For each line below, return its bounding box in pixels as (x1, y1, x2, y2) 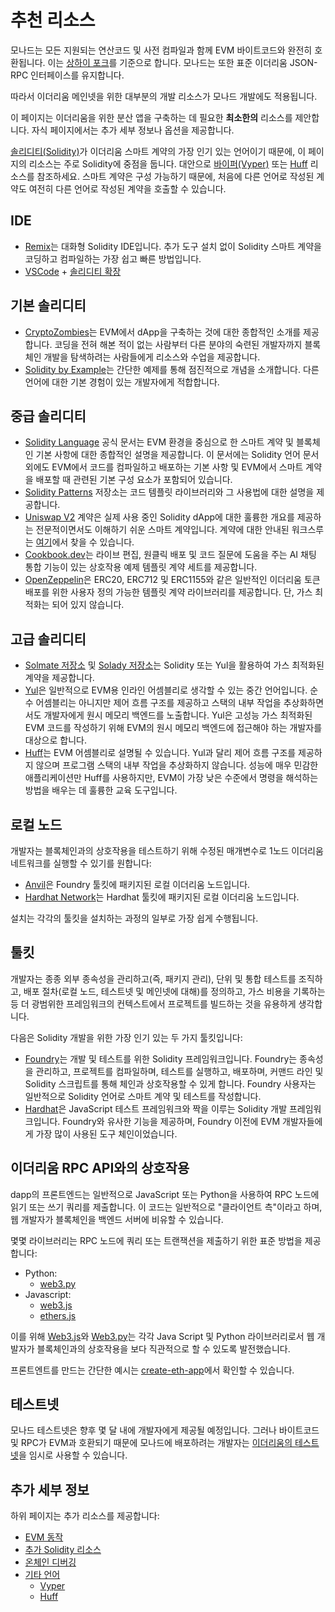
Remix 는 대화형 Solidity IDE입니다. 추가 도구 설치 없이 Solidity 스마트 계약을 (24, 240, 322, 252)
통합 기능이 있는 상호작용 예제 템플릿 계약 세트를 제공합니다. (24, 561, 258, 573)
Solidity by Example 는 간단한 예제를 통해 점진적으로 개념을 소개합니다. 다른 (24, 363, 320, 375)
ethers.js (39, 1309, 77, 1321)
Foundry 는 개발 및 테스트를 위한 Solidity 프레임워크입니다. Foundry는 (24, 1052, 298, 1065)
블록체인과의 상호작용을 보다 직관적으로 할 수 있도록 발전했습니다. (36, 1342, 291, 1355)
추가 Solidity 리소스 (24, 1544, 102, 1556)
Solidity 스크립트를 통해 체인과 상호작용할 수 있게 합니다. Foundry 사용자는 (24, 1077, 317, 1090)
